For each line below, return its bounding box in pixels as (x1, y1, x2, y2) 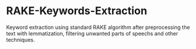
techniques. (6, 36, 35, 43)
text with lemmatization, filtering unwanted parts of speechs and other (6, 30, 178, 37)
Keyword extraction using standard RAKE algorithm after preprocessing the (6, 24, 190, 31)
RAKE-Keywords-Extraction (6, 4, 147, 18)
